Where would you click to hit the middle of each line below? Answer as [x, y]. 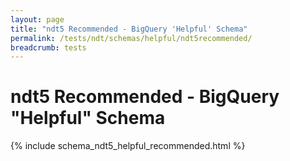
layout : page [37, 19]
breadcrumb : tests [48, 47]
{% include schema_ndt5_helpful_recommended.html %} [128, 146]
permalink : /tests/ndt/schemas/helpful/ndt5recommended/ [131, 38]
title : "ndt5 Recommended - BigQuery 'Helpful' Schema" [129, 29]
